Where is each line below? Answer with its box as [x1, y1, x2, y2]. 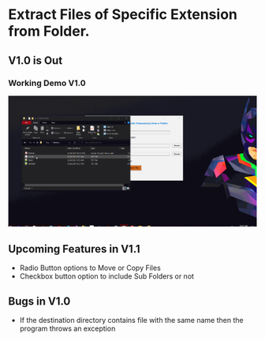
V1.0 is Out [8, 54, 63, 67]
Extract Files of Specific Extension [8, 6, 238, 24]
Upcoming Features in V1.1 [8, 242, 140, 256]
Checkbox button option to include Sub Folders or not [19, 272, 195, 281]
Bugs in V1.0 [8, 294, 71, 308]
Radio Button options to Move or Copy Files [19, 263, 162, 273]
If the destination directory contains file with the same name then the [19, 316, 244, 325]
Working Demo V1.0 [8, 77, 87, 88]
